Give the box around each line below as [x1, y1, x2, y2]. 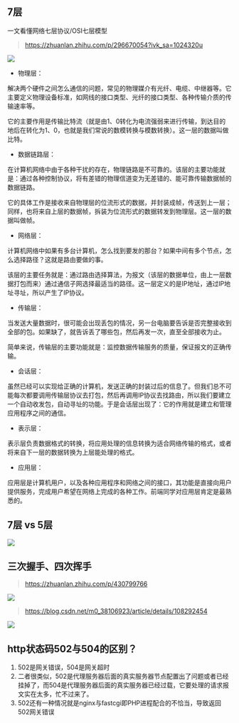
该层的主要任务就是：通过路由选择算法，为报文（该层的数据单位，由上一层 [7, 270, 225, 279]
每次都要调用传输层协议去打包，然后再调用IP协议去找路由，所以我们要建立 [13, 390, 231, 399]
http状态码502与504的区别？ [7, 642, 137, 654]
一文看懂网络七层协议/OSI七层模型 [7, 26, 108, 35]
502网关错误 [17, 708, 55, 717]
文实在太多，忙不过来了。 [17, 690, 93, 699]
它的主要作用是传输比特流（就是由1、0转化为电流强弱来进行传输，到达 [7, 116, 213, 126]
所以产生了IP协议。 [31, 288, 88, 297]
